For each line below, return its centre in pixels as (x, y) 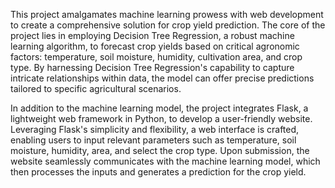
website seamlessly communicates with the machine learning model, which (165, 161)
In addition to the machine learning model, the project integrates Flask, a (159, 108)
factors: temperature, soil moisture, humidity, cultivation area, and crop (156, 57)
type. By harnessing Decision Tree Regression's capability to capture (152, 67)
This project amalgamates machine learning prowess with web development (167, 14)
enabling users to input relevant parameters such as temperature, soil (153, 140)
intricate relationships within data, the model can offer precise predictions (162, 78)
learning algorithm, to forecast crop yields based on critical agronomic (155, 46)
